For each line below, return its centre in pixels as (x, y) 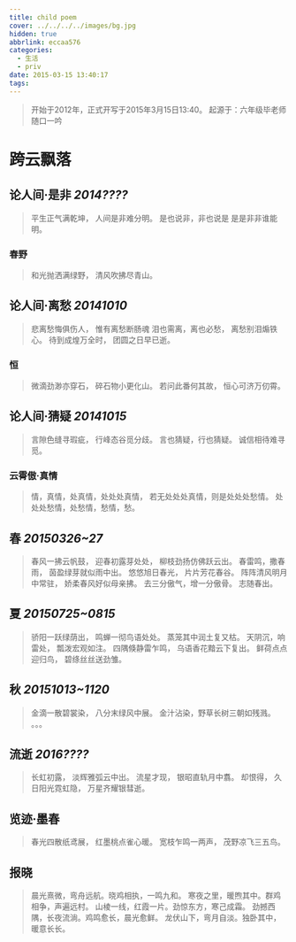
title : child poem (43, 17)
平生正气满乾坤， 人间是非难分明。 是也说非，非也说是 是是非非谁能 (154, 218)
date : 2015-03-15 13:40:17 (59, 75)
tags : (19, 83)
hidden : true (33, 34)
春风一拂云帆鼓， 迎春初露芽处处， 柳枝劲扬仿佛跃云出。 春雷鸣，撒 (154, 561)
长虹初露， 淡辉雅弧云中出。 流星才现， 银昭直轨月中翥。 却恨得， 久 (156, 777)
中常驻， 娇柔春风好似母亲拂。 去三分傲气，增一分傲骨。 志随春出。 (154, 583)
